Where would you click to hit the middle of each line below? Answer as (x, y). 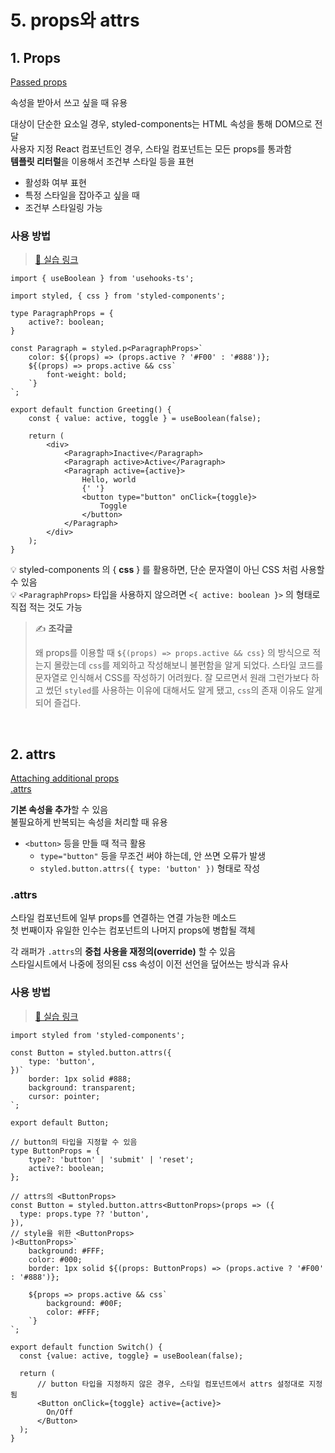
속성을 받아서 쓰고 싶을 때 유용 (69, 102)
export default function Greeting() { (91, 410)
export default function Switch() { (86, 1347)
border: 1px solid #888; (80, 1079)
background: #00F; (84, 1303)
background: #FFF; (66, 1251)
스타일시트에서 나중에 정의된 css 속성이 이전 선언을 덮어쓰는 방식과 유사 (149, 964)
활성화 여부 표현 (55, 182)
